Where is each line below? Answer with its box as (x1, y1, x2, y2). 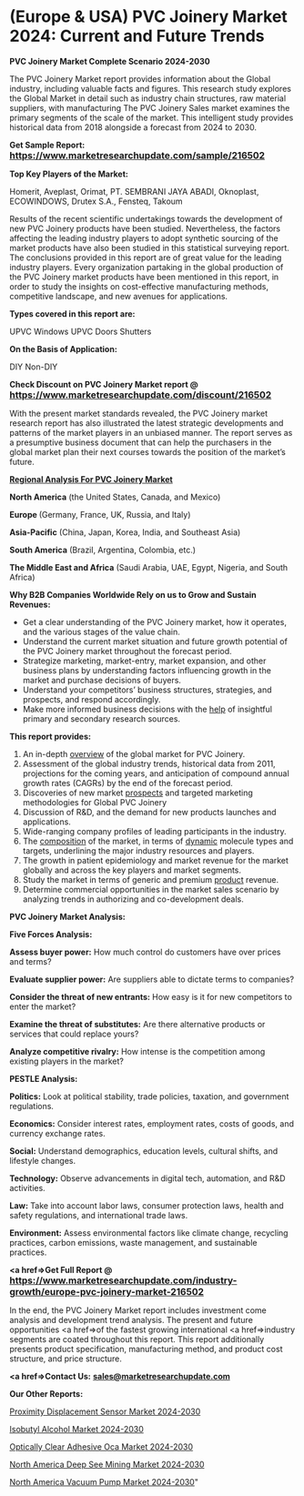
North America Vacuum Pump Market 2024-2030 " (9, 1476, 198, 1487)
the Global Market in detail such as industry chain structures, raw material (9, 93, 287, 104)
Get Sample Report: (9, 139, 86, 150)
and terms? (9, 955, 52, 966)
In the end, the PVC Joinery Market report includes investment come (9, 1304, 267, 1316)
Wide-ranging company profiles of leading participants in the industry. (22, 825, 287, 836)
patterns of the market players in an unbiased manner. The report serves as (9, 427, 293, 438)
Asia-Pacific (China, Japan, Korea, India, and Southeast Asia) (9, 526, 241, 538)
